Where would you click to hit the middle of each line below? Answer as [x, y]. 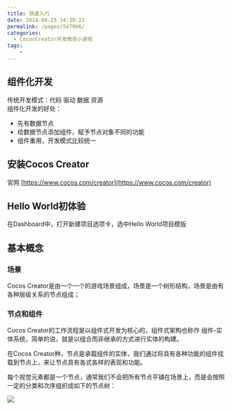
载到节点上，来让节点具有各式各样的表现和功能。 [77, 362]
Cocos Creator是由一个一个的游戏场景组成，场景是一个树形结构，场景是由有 [116, 286]
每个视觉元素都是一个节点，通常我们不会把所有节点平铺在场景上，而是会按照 [116, 377]
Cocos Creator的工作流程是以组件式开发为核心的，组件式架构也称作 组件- [112, 330]
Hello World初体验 [47, 206]
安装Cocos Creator [48, 164]
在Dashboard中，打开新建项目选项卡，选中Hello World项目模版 [97, 224]
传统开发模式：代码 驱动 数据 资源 [55, 100]
